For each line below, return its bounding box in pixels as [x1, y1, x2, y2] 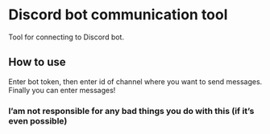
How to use [8, 55, 66, 69]
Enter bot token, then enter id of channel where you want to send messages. [8, 76, 263, 86]
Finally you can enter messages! [8, 85, 116, 95]
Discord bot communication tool [8, 6, 228, 24]
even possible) [8, 115, 68, 126]
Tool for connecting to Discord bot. [8, 32, 125, 42]
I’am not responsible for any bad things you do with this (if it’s [8, 105, 255, 116]
